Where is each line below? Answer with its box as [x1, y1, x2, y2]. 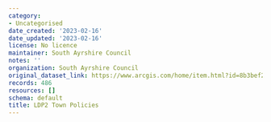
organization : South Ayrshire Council [8, 64, 139, 72]
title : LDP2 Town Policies [8, 101, 99, 109]
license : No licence [8, 42, 78, 50]
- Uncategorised [8, 19, 63, 27]
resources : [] [8, 86, 56, 95]
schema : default [8, 94, 63, 102]
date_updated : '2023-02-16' [8, 34, 103, 43]
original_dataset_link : [8, 71, 89, 79]
